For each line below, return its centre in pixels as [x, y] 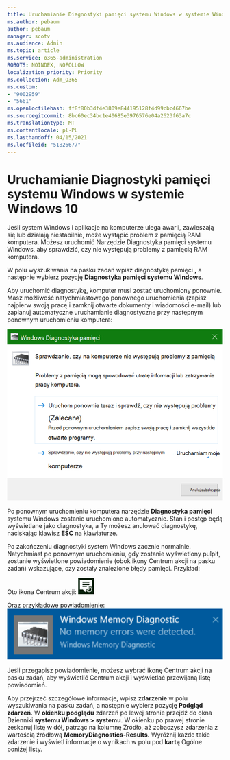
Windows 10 [43, 209]
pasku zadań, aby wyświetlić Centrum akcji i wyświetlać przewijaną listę [109, 678]
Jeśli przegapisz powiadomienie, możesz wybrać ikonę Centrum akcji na [110, 670]
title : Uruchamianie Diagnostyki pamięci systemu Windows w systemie [108, 14]
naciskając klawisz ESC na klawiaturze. [63, 533]
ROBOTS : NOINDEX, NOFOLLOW [46, 65]
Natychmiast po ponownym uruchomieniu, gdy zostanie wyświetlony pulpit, [114, 554]
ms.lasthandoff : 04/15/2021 [47, 137]
